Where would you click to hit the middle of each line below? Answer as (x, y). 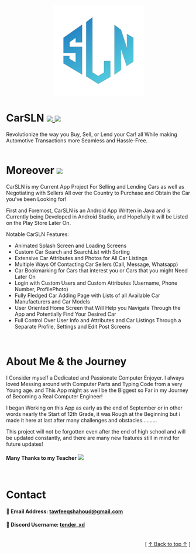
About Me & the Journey (66, 362)
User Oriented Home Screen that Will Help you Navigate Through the (97, 308)
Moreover (30, 170)
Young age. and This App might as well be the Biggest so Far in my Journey (97, 390)
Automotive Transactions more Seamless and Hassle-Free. (77, 140)
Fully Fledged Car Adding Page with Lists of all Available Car (87, 295)
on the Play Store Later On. (39, 223)
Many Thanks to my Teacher (42, 458)
